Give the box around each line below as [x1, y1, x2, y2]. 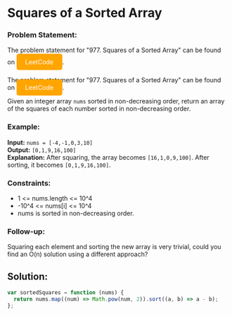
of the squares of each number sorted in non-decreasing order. [7, 104, 191, 113]
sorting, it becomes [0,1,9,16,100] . [7, 160, 111, 169]
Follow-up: [7, 227, 46, 236]
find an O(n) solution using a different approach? [7, 250, 148, 258]
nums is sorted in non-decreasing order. [17, 209, 135, 217]
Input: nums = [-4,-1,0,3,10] [7, 138, 94, 146]
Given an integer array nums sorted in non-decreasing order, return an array [7, 97, 225, 106]
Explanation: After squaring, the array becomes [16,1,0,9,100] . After [7, 153, 210, 161]
